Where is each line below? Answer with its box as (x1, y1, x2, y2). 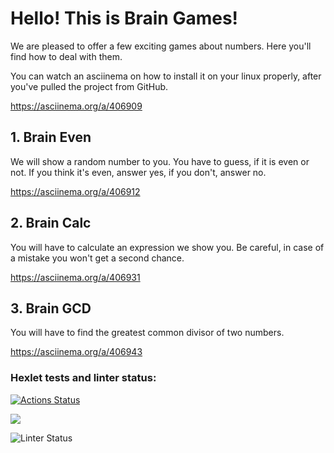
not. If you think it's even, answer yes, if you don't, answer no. (10, 166, 267, 178)
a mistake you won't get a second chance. (10, 252, 185, 264)
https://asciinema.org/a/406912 (10, 185, 141, 197)
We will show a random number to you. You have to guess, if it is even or (10, 155, 310, 167)
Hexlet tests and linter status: (10, 371, 157, 385)
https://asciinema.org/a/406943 (10, 346, 143, 358)
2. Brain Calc (10, 215, 92, 232)
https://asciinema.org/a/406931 (10, 271, 141, 283)
